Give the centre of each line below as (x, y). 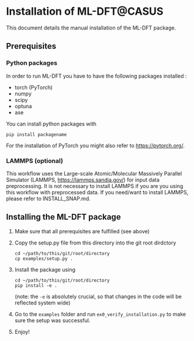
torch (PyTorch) (34, 87)
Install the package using (45, 269)
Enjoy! (22, 332)
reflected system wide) (42, 303)
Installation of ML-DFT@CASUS (85, 11)
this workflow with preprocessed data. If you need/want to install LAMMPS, (97, 192)
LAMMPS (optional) (35, 161)
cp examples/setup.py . (44, 259)
